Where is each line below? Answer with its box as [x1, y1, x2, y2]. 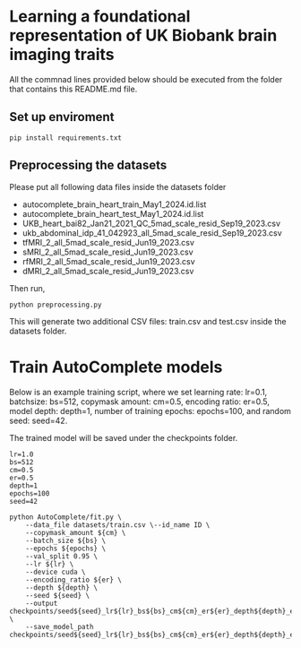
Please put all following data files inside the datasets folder [9, 181, 227, 192]
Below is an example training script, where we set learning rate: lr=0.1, [9, 386, 268, 397]
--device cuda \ [25, 567, 87, 576]
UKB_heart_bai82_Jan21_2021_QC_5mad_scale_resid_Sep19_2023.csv [21, 218, 280, 229]
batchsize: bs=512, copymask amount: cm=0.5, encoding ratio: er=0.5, [9, 396, 271, 407]
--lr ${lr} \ [25, 559, 74, 568]
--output [25, 599, 58, 608]
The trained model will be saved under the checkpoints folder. [9, 432, 238, 443]
